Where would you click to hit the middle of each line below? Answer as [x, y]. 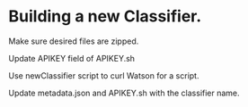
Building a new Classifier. [105, 16]
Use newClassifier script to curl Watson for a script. [104, 75]
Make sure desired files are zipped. [74, 41]
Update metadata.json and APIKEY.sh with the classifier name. [124, 93]
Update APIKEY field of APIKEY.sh [72, 58]
